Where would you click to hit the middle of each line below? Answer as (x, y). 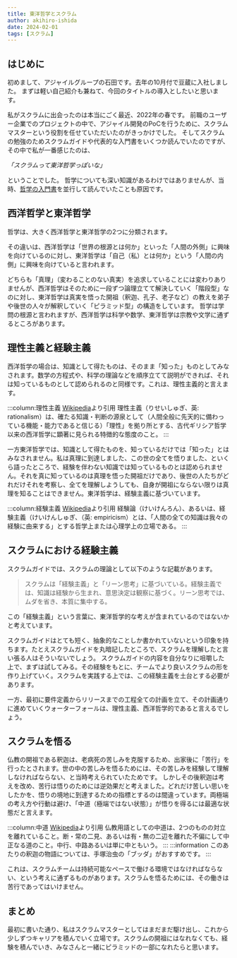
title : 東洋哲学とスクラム (42, 14)
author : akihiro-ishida (42, 20)
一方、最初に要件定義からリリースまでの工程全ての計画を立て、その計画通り (118, 699)
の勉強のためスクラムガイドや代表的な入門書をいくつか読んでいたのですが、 (118, 141)
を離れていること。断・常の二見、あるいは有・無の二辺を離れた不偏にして (115, 837)
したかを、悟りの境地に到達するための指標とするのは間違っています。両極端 (118, 795)
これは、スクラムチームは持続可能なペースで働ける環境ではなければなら (112, 869)
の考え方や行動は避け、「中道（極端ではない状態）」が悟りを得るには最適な (115, 804)
